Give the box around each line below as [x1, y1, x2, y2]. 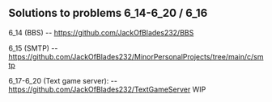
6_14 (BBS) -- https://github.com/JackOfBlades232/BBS [8, 27, 194, 37]
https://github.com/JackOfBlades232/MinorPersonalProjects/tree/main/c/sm [8, 51, 264, 61]
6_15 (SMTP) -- [8, 43, 58, 53]
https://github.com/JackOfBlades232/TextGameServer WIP [8, 84, 206, 94]
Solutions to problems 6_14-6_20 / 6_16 [8, 6, 208, 20]
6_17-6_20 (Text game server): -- [8, 75, 117, 85]
